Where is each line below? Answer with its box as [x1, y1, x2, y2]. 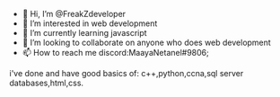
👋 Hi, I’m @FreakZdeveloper [22, 9, 127, 19]
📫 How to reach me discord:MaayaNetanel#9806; [22, 48, 209, 57]
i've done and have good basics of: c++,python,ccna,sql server [9, 68, 244, 78]
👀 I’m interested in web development [22, 18, 158, 29]
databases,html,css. [9, 77, 83, 88]
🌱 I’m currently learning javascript [22, 28, 147, 38]
